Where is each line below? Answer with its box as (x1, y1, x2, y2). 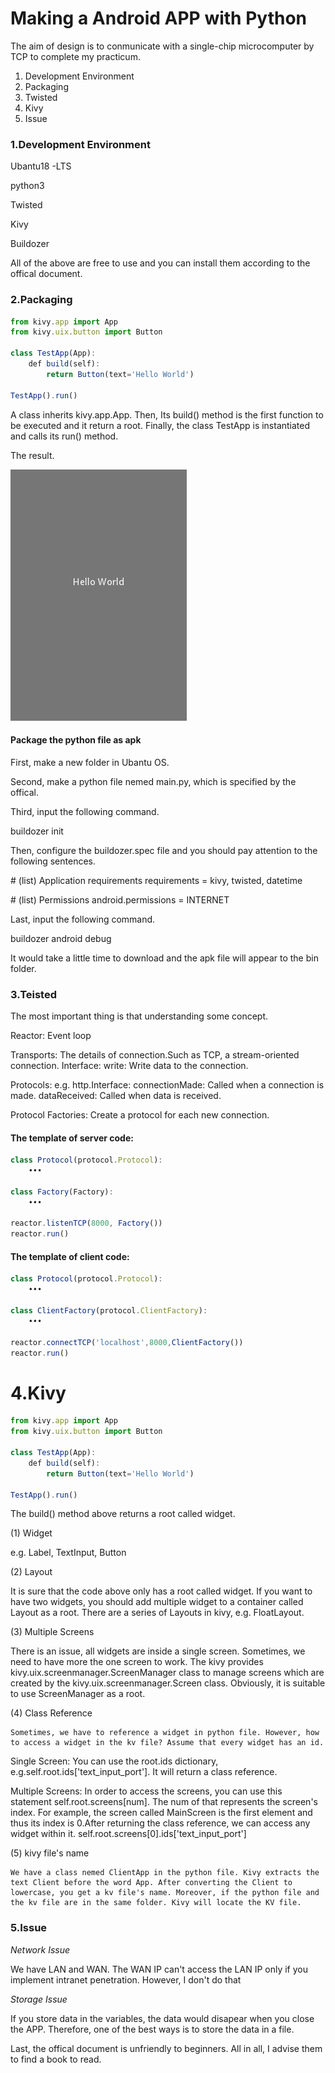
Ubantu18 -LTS (10, 160, 72, 172)
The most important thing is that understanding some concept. (10, 1010, 269, 1022)
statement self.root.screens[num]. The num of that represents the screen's (10, 1796, 318, 1808)
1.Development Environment (10, 137, 151, 151)
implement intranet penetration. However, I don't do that (10, 1973, 242, 1986)
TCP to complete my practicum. (10, 50, 141, 62)
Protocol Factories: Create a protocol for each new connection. (10, 1109, 270, 1121)
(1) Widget (10, 1527, 53, 1539)
